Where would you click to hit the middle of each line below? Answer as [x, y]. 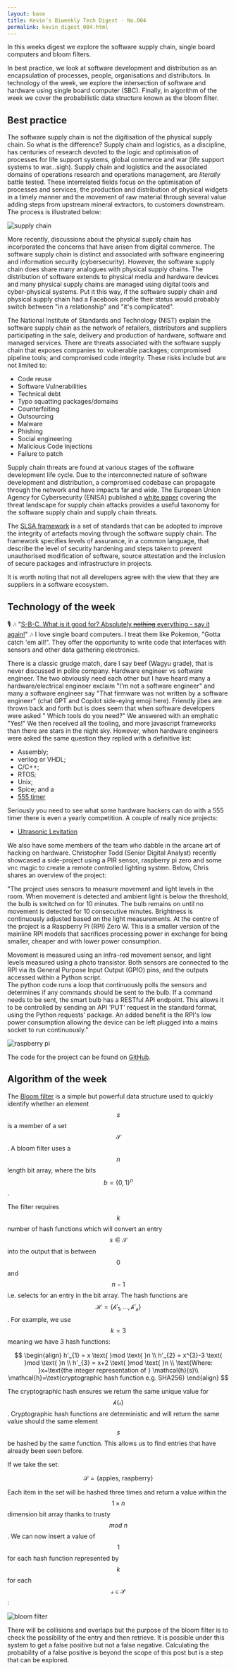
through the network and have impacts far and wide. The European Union [114, 490]
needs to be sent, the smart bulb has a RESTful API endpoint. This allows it [116, 1000]
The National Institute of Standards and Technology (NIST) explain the [109, 321]
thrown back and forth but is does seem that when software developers [111, 708]
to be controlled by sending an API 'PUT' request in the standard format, [112, 1007]
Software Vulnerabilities [52, 386]
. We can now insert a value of [51, 1536]
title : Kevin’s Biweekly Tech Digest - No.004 [77, 20]
